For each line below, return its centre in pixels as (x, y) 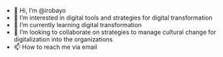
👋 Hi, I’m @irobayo (40, 11)
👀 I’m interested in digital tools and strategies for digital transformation (113, 18)
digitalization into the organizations (63, 39)
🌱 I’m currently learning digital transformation (78, 25)
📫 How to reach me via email (55, 47)
